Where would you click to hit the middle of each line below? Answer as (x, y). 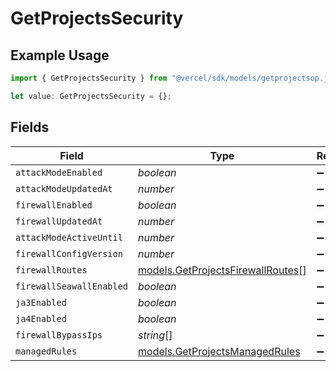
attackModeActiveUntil (69, 237)
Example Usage (60, 55)
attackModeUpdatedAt (64, 188)
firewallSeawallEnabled (72, 286)
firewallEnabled (54, 205)
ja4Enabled (41, 318)
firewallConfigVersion (69, 253)
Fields (30, 127)
